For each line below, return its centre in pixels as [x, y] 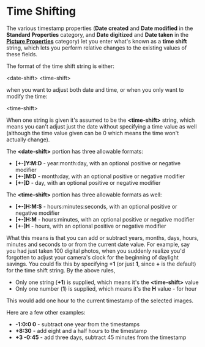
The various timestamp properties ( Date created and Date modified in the [100, 28]
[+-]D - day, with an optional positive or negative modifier [88, 182]
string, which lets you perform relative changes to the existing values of [97, 48]
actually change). [28, 140]
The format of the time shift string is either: [60, 66]
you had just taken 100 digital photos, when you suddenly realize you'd [96, 251]
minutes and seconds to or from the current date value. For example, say [98, 244]
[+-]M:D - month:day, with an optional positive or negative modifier [100, 176]
